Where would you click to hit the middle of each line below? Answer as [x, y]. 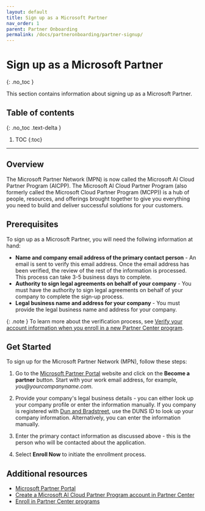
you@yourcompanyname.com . [54, 386]
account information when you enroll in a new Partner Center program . [95, 328]
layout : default [27, 12]
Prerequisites [32, 225]
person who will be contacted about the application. [81, 443]
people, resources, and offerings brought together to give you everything [98, 199]
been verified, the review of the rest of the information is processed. [101, 270]
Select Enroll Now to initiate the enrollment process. [81, 454]
